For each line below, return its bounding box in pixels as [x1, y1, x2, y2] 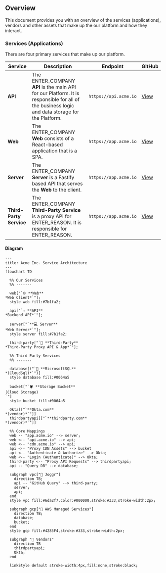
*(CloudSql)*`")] [5, 371, 41, 376]
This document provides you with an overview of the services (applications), [5, 17, 161, 23]
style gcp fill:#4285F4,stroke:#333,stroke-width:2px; [9, 528, 125, 533]
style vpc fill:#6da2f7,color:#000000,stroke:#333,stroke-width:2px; [9, 498, 156, 503]
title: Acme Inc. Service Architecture [5, 261, 87, 266]
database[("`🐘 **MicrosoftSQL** [9, 366, 77, 372]
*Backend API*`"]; [5, 313, 43, 318]
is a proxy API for [32, 213, 72, 220]
